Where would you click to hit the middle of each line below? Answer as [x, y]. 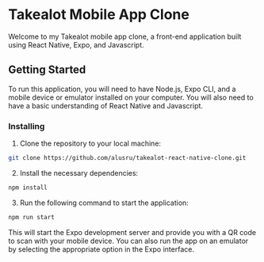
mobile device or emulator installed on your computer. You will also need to [131, 97]
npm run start [32, 217]
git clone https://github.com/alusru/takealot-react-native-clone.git [127, 158]
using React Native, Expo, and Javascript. [76, 44]
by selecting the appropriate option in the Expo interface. [101, 249]
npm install [28, 188]
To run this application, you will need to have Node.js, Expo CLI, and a [122, 89]
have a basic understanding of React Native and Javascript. [106, 105]
